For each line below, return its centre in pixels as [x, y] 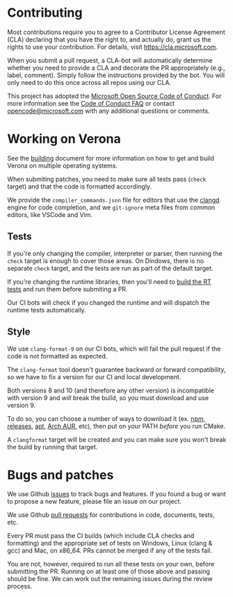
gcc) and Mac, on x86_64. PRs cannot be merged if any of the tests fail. [110, 550]
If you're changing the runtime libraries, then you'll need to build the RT [110, 281]
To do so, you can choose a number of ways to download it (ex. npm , [106, 418]
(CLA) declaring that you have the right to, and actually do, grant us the [109, 39]
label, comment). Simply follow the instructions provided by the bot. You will [116, 75]
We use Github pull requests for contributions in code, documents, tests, [111, 515]
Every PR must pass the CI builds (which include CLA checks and [101, 536]
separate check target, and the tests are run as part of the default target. [110, 268]
